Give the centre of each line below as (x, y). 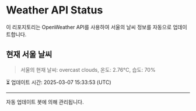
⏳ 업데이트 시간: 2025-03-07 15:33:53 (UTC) (59, 82)
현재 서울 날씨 (29, 55)
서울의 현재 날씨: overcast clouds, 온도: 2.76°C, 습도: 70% (88, 70)
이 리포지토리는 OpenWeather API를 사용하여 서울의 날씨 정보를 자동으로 (89, 27)
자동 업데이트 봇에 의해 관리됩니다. (45, 102)
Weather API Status (55, 10)
